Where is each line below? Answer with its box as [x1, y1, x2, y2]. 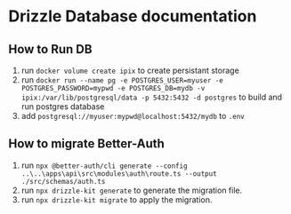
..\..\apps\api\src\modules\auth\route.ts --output [20, 169, 217, 178]
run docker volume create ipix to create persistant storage [20, 65, 239, 75]
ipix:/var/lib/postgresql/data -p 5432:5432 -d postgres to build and [20, 91, 282, 102]
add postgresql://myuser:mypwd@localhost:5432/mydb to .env [20, 111, 246, 121]
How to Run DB [8, 42, 93, 57]
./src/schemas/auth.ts [20, 177, 106, 186]
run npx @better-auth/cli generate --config [20, 160, 188, 170]
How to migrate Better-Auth [8, 136, 166, 152]
